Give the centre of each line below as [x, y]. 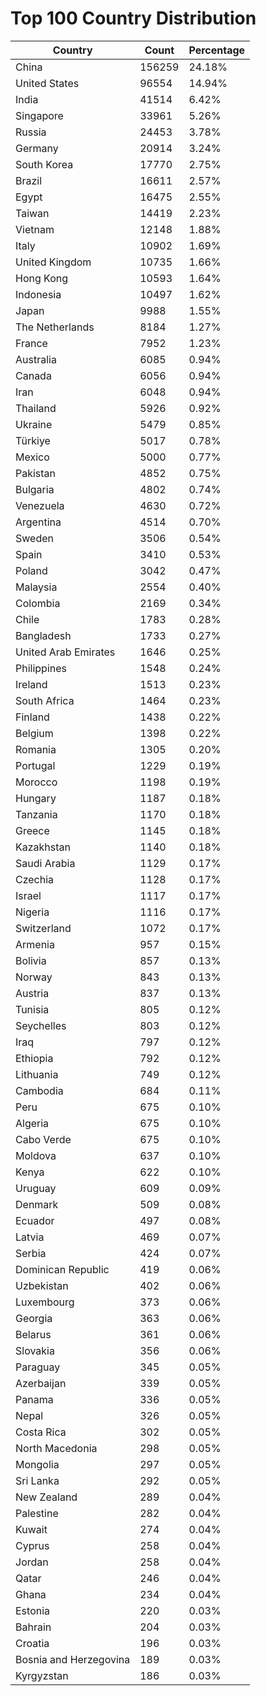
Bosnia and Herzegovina [73, 1659]
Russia [31, 132]
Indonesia [38, 294]
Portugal [35, 765]
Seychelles [41, 1025]
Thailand [36, 408]
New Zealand [46, 1497]
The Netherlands [55, 327]
